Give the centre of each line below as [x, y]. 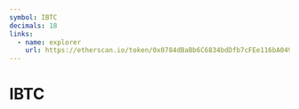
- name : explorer [49, 42]
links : [21, 34]
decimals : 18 [33, 26]
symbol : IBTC [33, 17]
